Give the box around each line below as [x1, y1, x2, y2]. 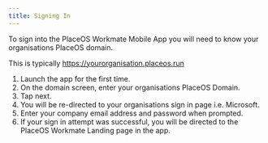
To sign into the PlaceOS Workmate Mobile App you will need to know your [8, 34, 259, 44]
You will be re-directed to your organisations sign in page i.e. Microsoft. [19, 99, 260, 109]
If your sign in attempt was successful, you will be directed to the [19, 116, 239, 126]
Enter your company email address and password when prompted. [19, 108, 244, 118]
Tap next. [19, 90, 52, 101]
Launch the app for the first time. [19, 74, 131, 83]
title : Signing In [8, 11, 71, 20]
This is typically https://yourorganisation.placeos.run [8, 58, 185, 68]
